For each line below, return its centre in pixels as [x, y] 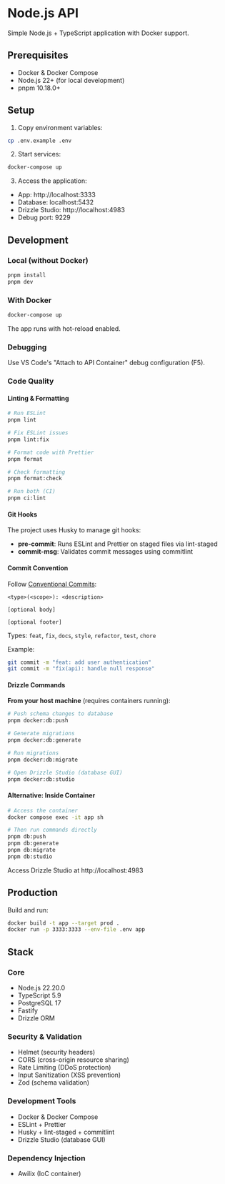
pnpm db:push [27, 837]
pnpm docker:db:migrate [43, 760]
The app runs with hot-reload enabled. [64, 328]
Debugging [27, 347]
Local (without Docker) [48, 260]
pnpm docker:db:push [38, 721]
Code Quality [31, 382]
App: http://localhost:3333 [57, 195]
